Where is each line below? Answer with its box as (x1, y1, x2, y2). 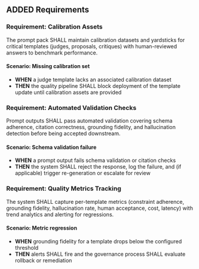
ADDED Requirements (6, 5, 90, 15)
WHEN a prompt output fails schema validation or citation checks (14, 157, 176, 164)
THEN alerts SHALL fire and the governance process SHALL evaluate (14, 250, 186, 258)
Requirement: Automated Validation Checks (6, 103, 137, 112)
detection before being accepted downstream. (6, 130, 121, 137)
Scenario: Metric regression (6, 224, 78, 232)
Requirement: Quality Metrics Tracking (6, 185, 121, 193)
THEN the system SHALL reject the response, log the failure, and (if (14, 163, 182, 170)
